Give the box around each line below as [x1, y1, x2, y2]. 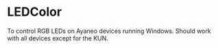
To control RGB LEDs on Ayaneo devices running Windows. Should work [7, 27, 211, 35]
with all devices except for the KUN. [7, 34, 108, 42]
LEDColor [7, 4, 62, 20]
